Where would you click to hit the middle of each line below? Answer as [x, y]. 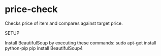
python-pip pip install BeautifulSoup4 [44, 48]
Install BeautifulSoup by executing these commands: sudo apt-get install [80, 43]
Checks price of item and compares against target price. [64, 23]
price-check [31, 9]
